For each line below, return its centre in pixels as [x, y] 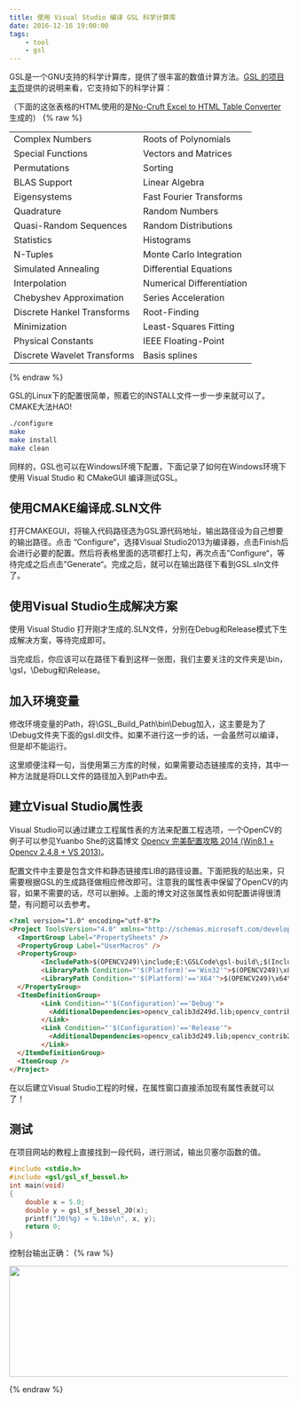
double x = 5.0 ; [55, 1202]
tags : [19, 34]
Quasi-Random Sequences [71, 225]
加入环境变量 [44, 701]
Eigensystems [43, 197]
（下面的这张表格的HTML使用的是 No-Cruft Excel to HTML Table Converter [145, 106]
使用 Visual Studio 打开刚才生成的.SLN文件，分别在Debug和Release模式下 [145, 629]
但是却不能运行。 [40, 746]
